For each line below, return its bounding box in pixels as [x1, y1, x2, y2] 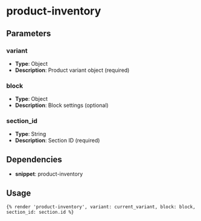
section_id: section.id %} [6, 210, 74, 216]
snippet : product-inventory [14, 170, 83, 178]
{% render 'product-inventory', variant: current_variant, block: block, [6, 204, 196, 210]
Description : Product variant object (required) [14, 66, 130, 74]
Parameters [6, 28, 51, 39]
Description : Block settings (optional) [14, 101, 109, 109]
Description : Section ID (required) [14, 137, 100, 144]
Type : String [14, 130, 46, 138]
